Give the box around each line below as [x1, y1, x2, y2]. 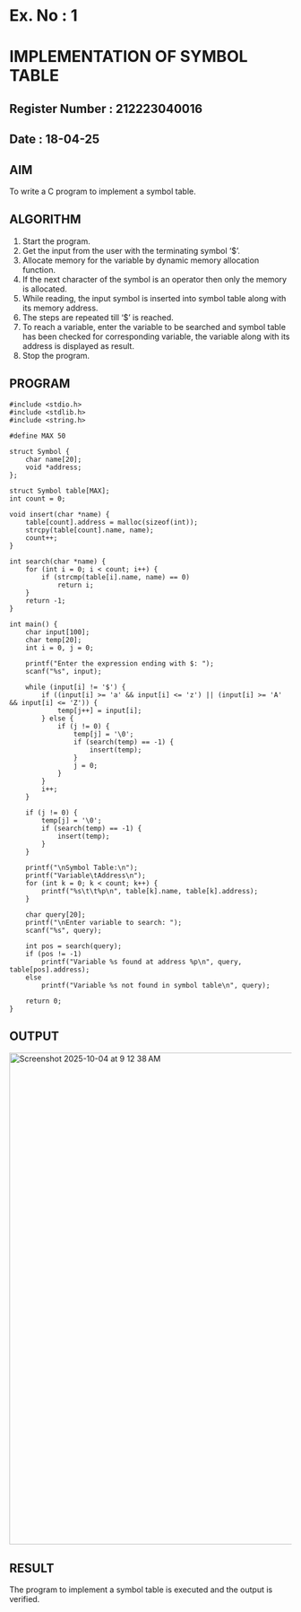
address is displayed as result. [21, 340, 134, 351]
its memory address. [21, 302, 99, 313]
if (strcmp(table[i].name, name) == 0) [41, 572, 191, 581]
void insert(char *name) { [9, 510, 110, 518]
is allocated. [21, 283, 67, 294]
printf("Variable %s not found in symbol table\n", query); [41, 980, 271, 989]
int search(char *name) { [9, 557, 106, 566]
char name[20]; [25, 455, 82, 464]
